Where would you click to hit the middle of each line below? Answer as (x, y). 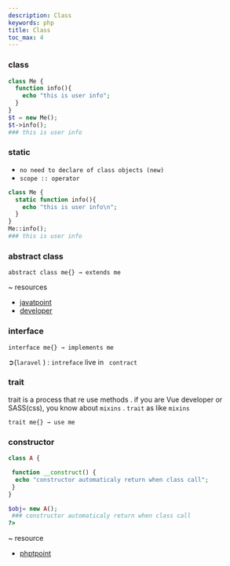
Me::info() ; (27, 229)
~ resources (28, 287)
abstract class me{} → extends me (65, 273)
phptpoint (35, 553)
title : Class (29, 30)
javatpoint (36, 303)
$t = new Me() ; (33, 118)
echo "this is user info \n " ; (70, 207)
